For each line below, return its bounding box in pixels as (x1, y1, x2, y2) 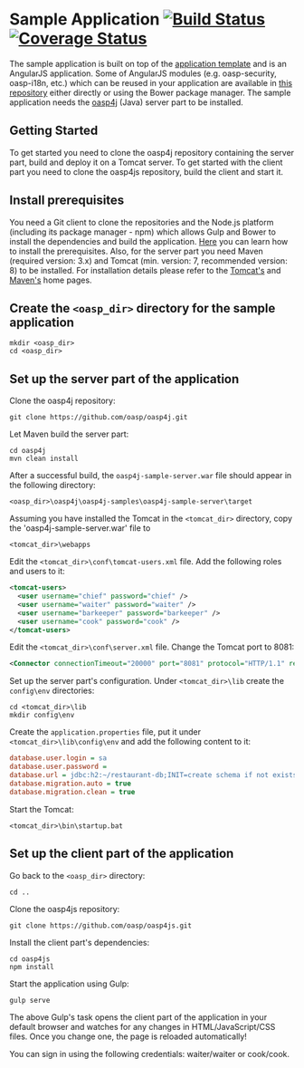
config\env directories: (9, 685, 95, 697)
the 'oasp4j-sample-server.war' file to (9, 523, 151, 534)
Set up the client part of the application (9, 846, 234, 861)
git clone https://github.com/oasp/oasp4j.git (9, 413, 188, 422)
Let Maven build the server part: (9, 428, 129, 439)
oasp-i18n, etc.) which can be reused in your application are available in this (9, 77, 292, 88)
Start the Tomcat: (9, 803, 74, 814)
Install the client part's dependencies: (9, 937, 150, 948)
